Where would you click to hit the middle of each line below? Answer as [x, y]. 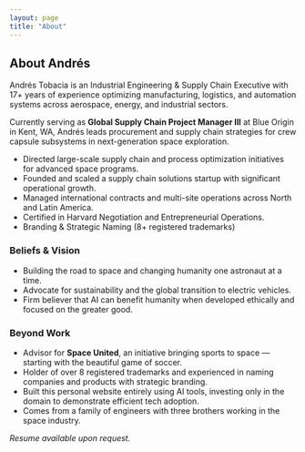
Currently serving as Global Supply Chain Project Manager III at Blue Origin [152, 122]
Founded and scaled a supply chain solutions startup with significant [151, 179]
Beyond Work [40, 333]
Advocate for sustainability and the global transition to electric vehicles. [157, 290]
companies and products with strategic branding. [115, 381]
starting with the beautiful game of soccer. [102, 362]
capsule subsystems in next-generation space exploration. [119, 141]
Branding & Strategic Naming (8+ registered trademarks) [129, 227]
